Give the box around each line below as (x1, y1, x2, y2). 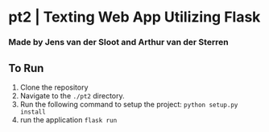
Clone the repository (19, 82, 89, 92)
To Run (8, 61, 44, 75)
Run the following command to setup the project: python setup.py (19, 99, 238, 109)
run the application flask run (19, 114, 118, 124)
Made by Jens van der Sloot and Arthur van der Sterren (8, 37, 229, 48)
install (19, 108, 46, 116)
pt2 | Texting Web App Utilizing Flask (8, 8, 261, 26)
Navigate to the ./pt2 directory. (19, 90, 125, 100)
